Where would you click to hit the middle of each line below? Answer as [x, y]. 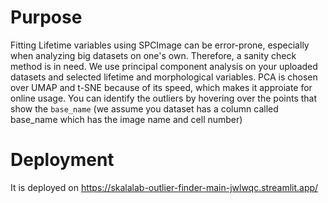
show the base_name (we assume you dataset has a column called [144, 108]
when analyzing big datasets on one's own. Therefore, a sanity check [153, 55]
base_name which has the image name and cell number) [126, 119]
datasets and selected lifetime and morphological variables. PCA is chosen [164, 77]
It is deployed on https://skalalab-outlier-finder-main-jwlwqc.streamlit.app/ [164, 187]
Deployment [62, 160]
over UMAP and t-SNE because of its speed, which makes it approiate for [161, 87]
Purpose [46, 17]
